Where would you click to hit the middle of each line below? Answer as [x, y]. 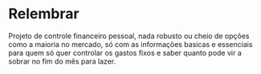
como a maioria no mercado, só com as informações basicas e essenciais [130, 44]
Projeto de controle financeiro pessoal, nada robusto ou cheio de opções [129, 36]
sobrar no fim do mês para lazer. [62, 61]
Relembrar [44, 14]
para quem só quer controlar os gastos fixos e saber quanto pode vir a [125, 53]
